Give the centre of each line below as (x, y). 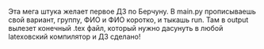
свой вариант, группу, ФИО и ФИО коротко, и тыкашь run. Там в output (128, 20)
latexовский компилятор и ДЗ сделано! (75, 36)
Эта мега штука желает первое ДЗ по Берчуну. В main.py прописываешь (132, 11)
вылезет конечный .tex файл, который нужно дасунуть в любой (116, 28)
